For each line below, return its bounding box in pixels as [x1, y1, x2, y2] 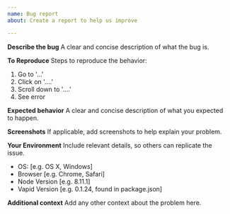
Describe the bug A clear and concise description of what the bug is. [7, 42, 209, 51]
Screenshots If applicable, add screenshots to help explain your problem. [7, 127, 222, 136]
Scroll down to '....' [17, 85, 72, 93]
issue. [7, 148, 25, 157]
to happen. [7, 114, 39, 122]
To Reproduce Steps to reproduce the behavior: [7, 56, 147, 64]
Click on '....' [17, 77, 54, 85]
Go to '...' [17, 70, 44, 78]
